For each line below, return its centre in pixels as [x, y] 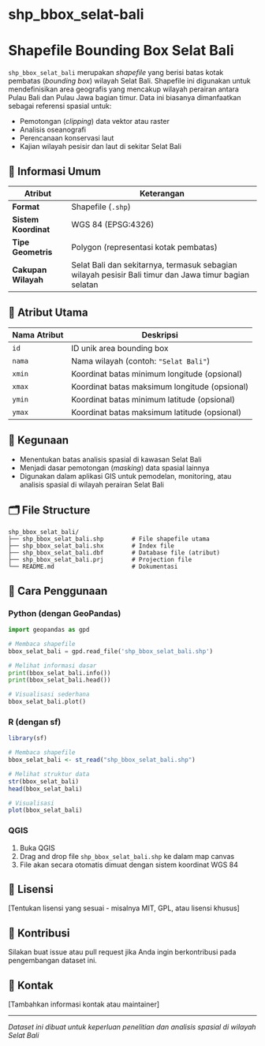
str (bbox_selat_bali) [44, 781]
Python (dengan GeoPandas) [65, 613]
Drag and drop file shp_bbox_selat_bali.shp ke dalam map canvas [127, 856]
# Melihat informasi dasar [52, 665]
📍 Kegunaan [39, 441]
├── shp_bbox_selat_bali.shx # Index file [91, 546]
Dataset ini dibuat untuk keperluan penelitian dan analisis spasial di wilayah [132, 1027]
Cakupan [30, 270]
